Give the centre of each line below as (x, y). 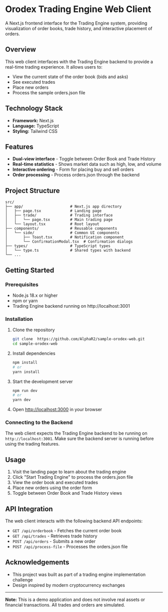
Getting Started (30, 270)
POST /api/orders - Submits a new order (54, 541)
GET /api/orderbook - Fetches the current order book (67, 531)
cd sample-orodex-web (35, 344)
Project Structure (32, 191)
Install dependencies (34, 353)
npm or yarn (25, 300)
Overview (21, 49)
